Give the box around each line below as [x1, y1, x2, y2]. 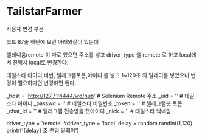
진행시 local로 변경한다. [12, 58, 69, 66]
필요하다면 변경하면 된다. [17, 79, 77, 86]
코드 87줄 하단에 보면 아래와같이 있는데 [6, 38, 99, 45]
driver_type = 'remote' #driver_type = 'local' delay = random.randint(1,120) [6, 119, 193, 127]
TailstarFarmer [6, 4, 83, 18]
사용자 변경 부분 [6, 25, 44, 32]
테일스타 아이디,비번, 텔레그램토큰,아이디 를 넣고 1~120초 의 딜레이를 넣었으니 [6, 71, 190, 79]
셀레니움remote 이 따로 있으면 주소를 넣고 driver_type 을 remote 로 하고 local [6, 51, 192, 58]
